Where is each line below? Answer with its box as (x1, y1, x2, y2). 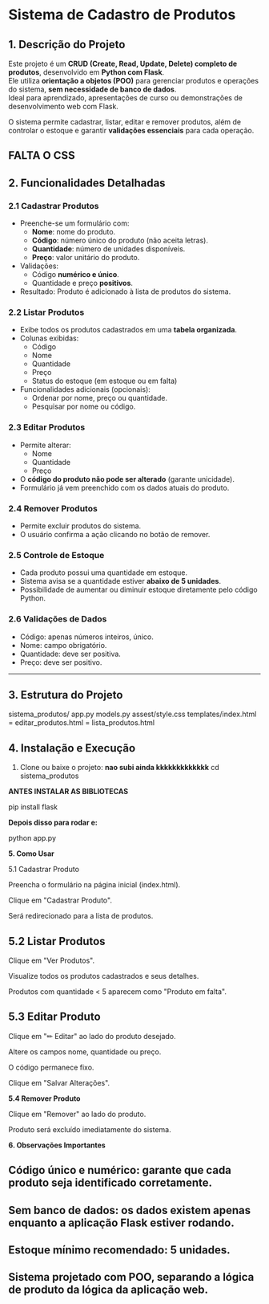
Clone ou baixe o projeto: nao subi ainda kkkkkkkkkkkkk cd (19, 763, 220, 772)
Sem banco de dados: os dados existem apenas (8, 1203, 251, 1217)
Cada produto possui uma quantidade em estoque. (19, 568, 188, 577)
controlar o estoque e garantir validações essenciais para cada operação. (8, 126, 255, 135)
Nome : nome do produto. (31, 227, 116, 237)
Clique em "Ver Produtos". (8, 956, 95, 965)
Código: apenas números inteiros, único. (19, 632, 154, 642)
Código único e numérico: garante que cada (8, 1163, 232, 1177)
